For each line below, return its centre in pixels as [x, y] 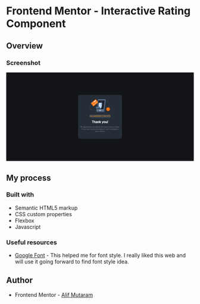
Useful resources [32, 242]
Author [19, 280]
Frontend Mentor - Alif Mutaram [54, 294]
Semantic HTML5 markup [46, 208]
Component [36, 24]
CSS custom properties [43, 214]
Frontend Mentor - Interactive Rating [99, 11]
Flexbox [24, 220]
